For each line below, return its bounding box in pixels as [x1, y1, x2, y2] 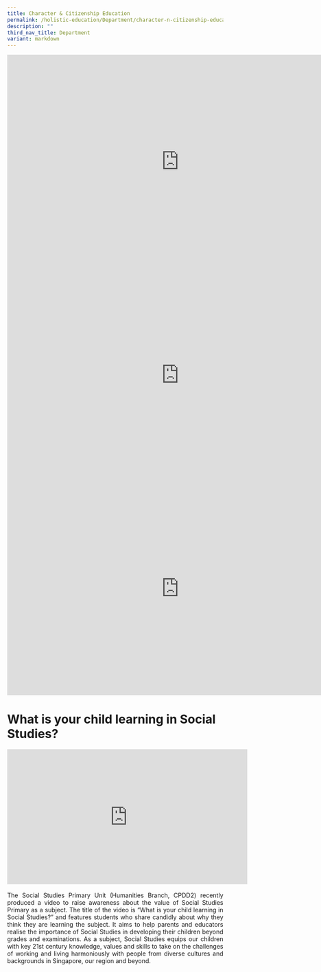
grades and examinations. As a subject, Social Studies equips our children [7, 935, 224, 943]
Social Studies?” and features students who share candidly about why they [7, 913, 224, 921]
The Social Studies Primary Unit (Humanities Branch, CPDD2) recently [7, 891, 224, 899]
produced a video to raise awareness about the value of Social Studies [7, 899, 224, 907]
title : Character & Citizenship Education [7, 10, 130, 17]
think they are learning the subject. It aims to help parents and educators [7, 921, 224, 929]
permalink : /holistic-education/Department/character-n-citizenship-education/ [7, 16, 241, 23]
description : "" [7, 23, 53, 29]
